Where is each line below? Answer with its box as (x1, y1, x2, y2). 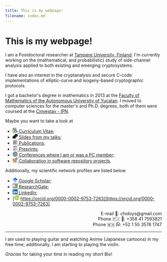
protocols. (5, 83, 26, 89)
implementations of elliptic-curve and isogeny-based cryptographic (5, 77, 144, 83)
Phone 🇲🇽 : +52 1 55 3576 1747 (92, 222, 162, 228)
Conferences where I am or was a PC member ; (18, 152, 115, 158)
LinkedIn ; (18, 190, 38, 196)
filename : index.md (5, 13, 46, 18)
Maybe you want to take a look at (5, 118, 74, 124)
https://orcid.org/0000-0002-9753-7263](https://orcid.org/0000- (20, 196, 155, 202)
